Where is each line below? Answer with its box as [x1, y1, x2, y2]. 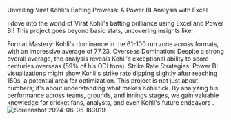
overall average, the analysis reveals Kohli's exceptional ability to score [7, 54, 209, 63]
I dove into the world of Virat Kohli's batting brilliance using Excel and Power [7, 19, 224, 27]
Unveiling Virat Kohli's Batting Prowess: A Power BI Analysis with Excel [7, 6, 208, 14]
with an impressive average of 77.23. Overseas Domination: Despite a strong [7, 48, 224, 55]
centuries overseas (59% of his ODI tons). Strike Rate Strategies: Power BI [7, 62, 219, 70]
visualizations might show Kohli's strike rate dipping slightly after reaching [7, 69, 218, 77]
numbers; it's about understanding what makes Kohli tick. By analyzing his [7, 84, 219, 92]
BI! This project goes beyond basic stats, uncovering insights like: [7, 27, 194, 34]
